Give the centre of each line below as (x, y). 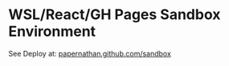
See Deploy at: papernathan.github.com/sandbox (90, 53)
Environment (52, 31)
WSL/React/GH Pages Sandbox (115, 15)
